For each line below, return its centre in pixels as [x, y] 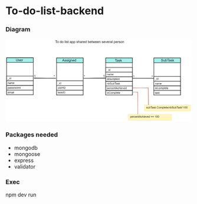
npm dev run [21, 195]
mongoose [27, 154]
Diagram [18, 30]
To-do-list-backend [55, 11]
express [24, 160]
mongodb [26, 148]
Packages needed [32, 135]
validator [25, 166]
